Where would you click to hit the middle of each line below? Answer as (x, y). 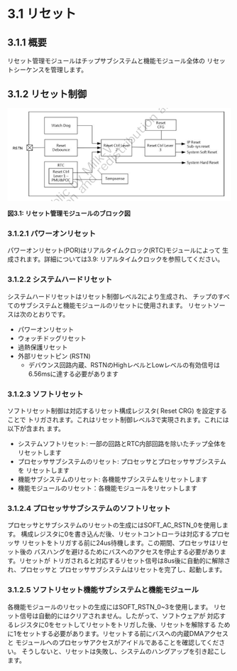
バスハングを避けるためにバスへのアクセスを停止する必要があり (127, 552)
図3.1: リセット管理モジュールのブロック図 (69, 213)
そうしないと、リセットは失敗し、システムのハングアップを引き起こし (123, 651)
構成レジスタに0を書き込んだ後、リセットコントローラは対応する (116, 534)
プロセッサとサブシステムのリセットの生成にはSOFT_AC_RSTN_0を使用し (115, 525)
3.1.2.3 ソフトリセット (45, 393)
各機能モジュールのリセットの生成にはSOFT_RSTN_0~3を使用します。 (110, 607)
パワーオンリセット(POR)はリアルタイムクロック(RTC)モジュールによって (114, 250)
